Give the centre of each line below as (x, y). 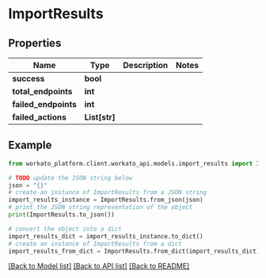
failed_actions (40, 117)
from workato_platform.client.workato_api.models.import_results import (131, 163)
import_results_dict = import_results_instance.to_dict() (106, 236)
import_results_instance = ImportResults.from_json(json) (106, 200)
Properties (35, 43)
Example (30, 145)
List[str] (100, 117)
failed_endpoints (45, 104)
